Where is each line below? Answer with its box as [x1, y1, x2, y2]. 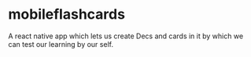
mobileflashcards [8, 5, 126, 23]
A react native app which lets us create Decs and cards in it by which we [8, 31, 244, 41]
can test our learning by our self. [8, 39, 114, 48]
